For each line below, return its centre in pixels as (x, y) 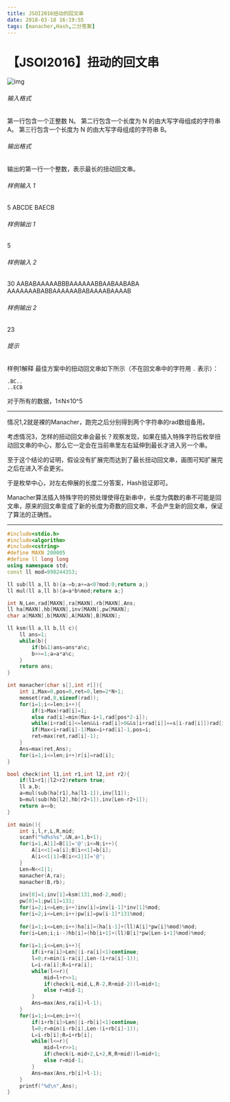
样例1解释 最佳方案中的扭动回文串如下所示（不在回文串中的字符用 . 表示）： (113, 368)
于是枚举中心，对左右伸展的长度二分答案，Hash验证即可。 (89, 482)
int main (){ (24, 824)
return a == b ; (38, 806)
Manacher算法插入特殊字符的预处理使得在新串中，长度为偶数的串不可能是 (111, 497)
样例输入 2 (22, 262)
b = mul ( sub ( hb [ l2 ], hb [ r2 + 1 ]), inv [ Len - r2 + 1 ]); (84, 800)
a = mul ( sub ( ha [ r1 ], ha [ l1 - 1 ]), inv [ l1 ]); (75, 793)
